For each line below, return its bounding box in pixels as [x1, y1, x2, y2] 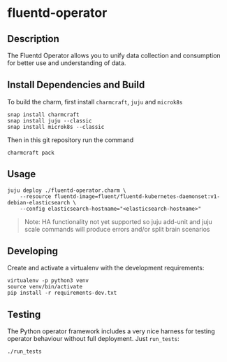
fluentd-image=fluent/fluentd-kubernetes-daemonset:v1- [54, 193, 220, 200]
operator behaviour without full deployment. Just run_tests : [7, 335, 180, 343]
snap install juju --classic [7, 117, 92, 124]
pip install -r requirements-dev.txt [7, 289, 117, 297]
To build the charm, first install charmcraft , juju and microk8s [7, 97, 183, 106]
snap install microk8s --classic [7, 123, 105, 130]
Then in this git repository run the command [7, 135, 134, 144]
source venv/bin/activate [7, 284, 82, 291]
